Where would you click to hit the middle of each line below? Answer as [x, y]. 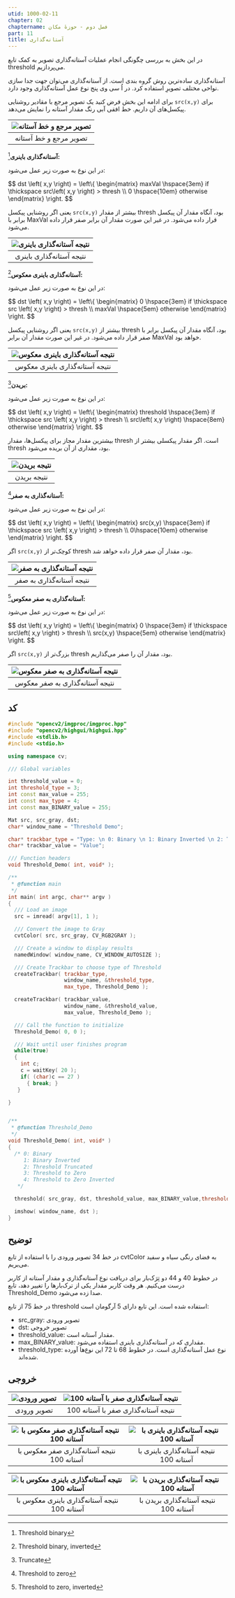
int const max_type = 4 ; [44, 801]
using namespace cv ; [38, 756]
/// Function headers [39, 858]
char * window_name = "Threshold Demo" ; [66, 826]
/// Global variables [39, 769]
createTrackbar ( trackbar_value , [63, 1000]
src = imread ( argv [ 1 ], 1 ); [56, 917]
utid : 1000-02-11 [33, 14]
